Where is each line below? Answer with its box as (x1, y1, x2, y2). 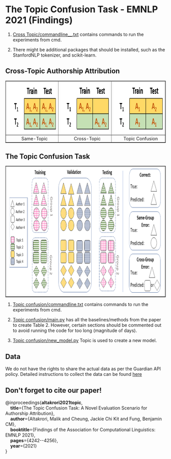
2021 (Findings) (5, 14, 73, 26)
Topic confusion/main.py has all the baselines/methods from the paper (12, 317, 161, 323)
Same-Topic (21, 135, 48, 141)
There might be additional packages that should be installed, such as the (12, 46, 165, 53)
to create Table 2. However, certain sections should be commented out (12, 322, 162, 328)
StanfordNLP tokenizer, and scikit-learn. (12, 52, 97, 58)
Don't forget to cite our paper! (5, 386, 102, 395)
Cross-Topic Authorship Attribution (5, 67, 120, 75)
